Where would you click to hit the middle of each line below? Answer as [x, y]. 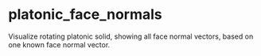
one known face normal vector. [59, 44]
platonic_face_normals [86, 15]
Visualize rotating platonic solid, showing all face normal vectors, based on [131, 36]
